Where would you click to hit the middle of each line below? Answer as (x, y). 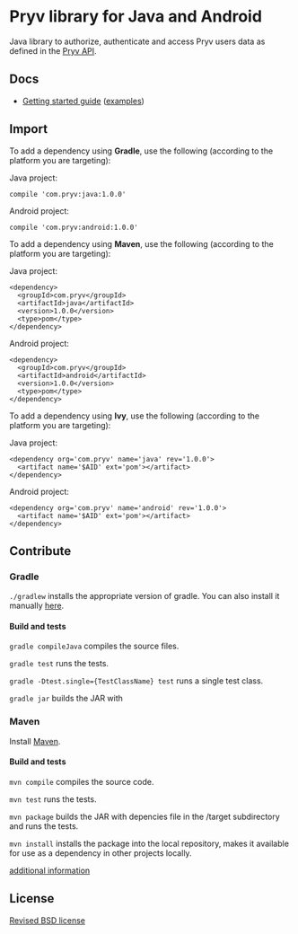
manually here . (37, 606)
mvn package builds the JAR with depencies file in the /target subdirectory (145, 816)
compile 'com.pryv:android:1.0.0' (74, 227)
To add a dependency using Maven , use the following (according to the (141, 243)
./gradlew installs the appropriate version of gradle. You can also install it (145, 596)
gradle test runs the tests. (59, 664)
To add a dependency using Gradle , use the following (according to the (141, 151)
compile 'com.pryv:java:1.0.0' (68, 194)
